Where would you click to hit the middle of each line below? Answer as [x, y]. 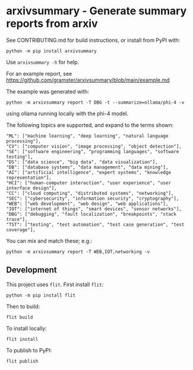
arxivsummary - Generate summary [96, 11]
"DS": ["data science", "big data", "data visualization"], [82, 162]
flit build [20, 317]
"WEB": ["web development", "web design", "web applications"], [87, 204]
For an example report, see [39, 73]
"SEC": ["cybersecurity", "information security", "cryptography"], [93, 198]
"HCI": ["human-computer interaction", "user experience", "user [88, 183]
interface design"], [32, 188]
